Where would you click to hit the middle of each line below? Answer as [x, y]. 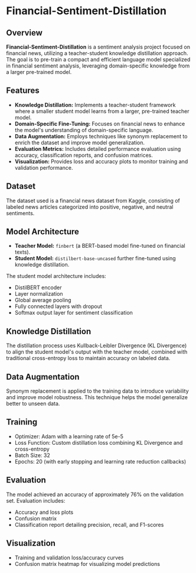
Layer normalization [39, 294]
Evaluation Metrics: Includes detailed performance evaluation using [98, 148]
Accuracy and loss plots [44, 512]
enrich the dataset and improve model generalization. [80, 143]
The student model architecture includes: [56, 276]
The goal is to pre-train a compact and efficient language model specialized [98, 59]
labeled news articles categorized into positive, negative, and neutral [90, 207]
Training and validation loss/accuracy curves [69, 558]
